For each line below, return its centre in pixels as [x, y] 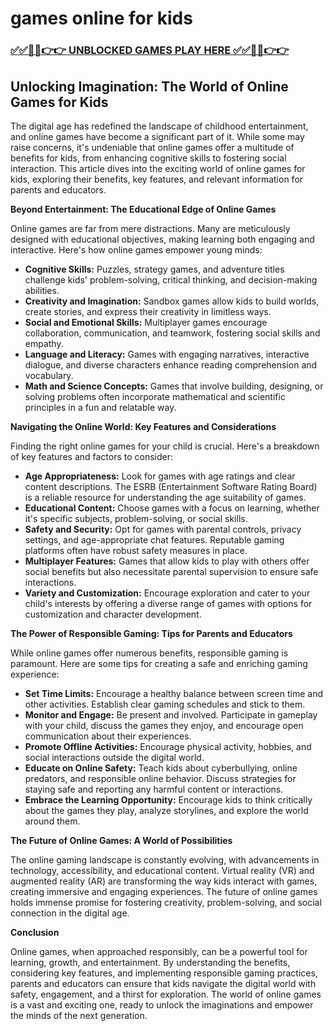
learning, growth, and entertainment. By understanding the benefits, [150, 962]
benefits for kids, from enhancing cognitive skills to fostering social [148, 158]
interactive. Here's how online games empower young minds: [136, 249]
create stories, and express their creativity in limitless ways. [148, 311]
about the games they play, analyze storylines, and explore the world [166, 810]
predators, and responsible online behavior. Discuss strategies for [160, 778]
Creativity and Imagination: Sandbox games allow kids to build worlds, [172, 301]
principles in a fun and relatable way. [100, 407]
